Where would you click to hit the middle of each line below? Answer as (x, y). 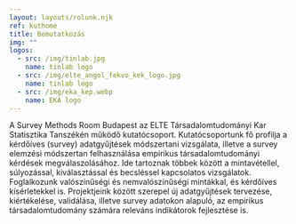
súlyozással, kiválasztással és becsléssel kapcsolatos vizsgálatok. (130, 172)
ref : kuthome (33, 26)
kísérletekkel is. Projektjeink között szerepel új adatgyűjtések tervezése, (141, 191)
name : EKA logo (53, 100)
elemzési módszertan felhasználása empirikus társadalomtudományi (135, 154)
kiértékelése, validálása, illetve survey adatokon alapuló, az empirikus (136, 201)
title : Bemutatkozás (48, 34)
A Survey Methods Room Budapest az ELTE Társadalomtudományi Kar (138, 125)
